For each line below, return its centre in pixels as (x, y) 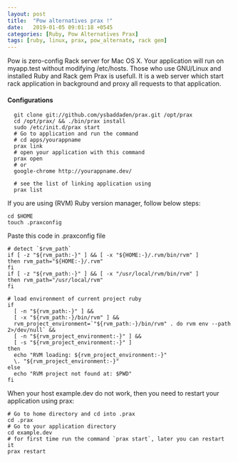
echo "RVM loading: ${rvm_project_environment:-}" (90, 355)
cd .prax (20, 421)
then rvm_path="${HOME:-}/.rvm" (55, 261)
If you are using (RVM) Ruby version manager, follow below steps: (104, 204)
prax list (28, 190)
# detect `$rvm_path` (40, 249)
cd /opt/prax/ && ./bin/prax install (70, 121)
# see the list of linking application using (83, 184)
